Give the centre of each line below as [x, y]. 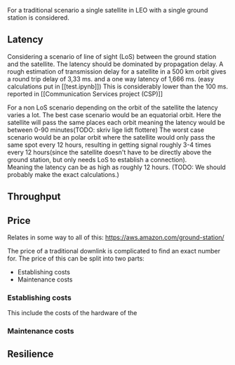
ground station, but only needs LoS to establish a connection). [97, 159]
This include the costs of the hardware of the [72, 313]
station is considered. [39, 18]
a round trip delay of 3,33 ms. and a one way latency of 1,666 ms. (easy [110, 79]
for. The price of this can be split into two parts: [76, 258]
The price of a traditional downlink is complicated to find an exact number [114, 251]
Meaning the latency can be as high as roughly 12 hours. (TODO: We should [116, 167]
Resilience [31, 354]
